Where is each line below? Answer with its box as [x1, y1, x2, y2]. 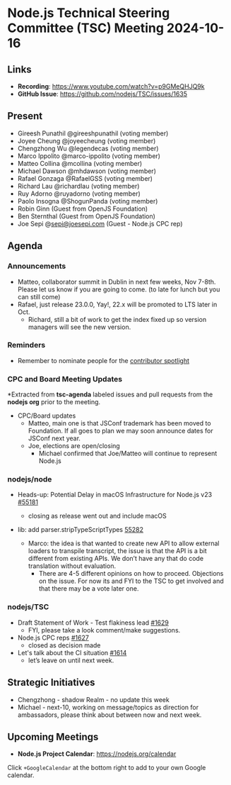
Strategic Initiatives [7, 677, 95, 689]
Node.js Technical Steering [7, 5, 170, 21]
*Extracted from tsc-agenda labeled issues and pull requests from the [7, 390, 213, 399]
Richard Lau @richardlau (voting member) [17, 182, 140, 190]
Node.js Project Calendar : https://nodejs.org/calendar [17, 750, 177, 758]
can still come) [17, 292, 61, 301]
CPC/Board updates [17, 411, 76, 420]
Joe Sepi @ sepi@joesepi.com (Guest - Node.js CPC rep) [17, 219, 183, 228]
